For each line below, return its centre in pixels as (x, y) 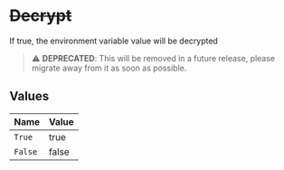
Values (29, 96)
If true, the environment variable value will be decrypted (114, 41)
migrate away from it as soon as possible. (109, 68)
